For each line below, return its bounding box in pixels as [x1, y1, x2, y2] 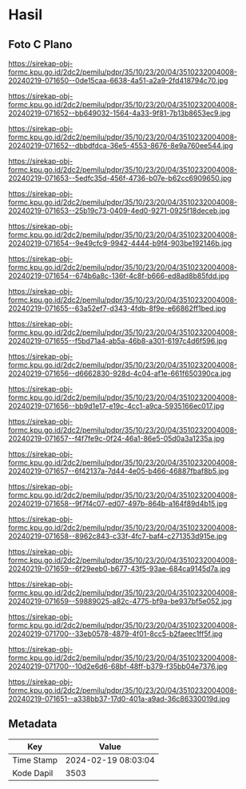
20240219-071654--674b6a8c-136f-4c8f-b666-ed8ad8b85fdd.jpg [8, 271, 229, 280]
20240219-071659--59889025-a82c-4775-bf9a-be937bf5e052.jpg [8, 597, 232, 606]
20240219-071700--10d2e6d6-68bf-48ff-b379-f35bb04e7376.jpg [8, 662, 228, 670]
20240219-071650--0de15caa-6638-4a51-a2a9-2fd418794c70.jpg [8, 76, 228, 85]
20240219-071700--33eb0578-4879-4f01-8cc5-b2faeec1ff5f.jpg [8, 629, 223, 638]
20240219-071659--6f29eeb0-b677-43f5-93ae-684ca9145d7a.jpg [8, 564, 231, 574]
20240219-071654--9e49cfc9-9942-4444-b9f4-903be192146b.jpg [8, 239, 232, 248]
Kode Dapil [12, 767, 54, 779]
